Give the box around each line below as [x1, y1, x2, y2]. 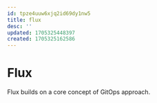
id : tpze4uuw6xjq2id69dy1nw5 [7, 10, 91, 17]
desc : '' [7, 23, 32, 30]
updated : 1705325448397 [7, 29, 76, 36]
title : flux [7, 16, 41, 23]
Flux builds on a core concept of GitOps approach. [7, 88, 151, 96]
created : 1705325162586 [7, 36, 76, 43]
